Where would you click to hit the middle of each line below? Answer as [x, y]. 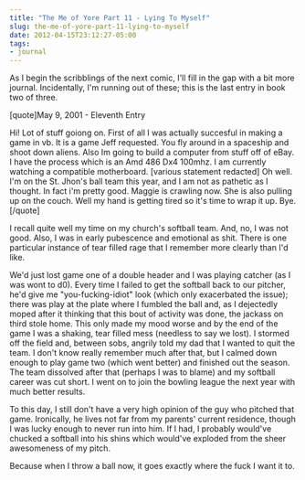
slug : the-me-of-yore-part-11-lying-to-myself [100, 27]
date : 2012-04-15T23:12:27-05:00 [73, 35]
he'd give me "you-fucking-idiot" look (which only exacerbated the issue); [149, 294]
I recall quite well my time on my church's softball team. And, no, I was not [149, 229]
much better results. [47, 392]
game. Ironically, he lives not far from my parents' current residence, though [153, 419]
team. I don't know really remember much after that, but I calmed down [143, 353]
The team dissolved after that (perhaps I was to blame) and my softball [142, 372]
